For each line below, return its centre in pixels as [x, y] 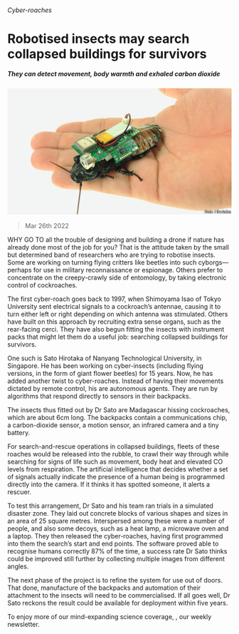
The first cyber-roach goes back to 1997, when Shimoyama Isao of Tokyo [115, 299]
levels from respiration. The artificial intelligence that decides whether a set [118, 469]
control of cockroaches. [42, 285]
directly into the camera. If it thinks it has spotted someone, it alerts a [109, 484]
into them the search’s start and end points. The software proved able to [113, 544]
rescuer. [20, 492]
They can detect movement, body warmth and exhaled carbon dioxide [114, 74]
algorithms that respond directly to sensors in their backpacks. [99, 397]
